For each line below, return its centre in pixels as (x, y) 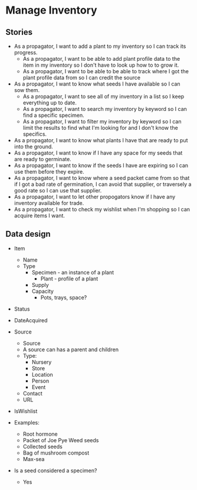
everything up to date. (50, 103)
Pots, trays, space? (64, 297)
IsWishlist (26, 411)
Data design (28, 234)
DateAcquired (31, 320)
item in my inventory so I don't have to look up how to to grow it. (101, 65)
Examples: (27, 422)
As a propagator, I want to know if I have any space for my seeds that (98, 153)
